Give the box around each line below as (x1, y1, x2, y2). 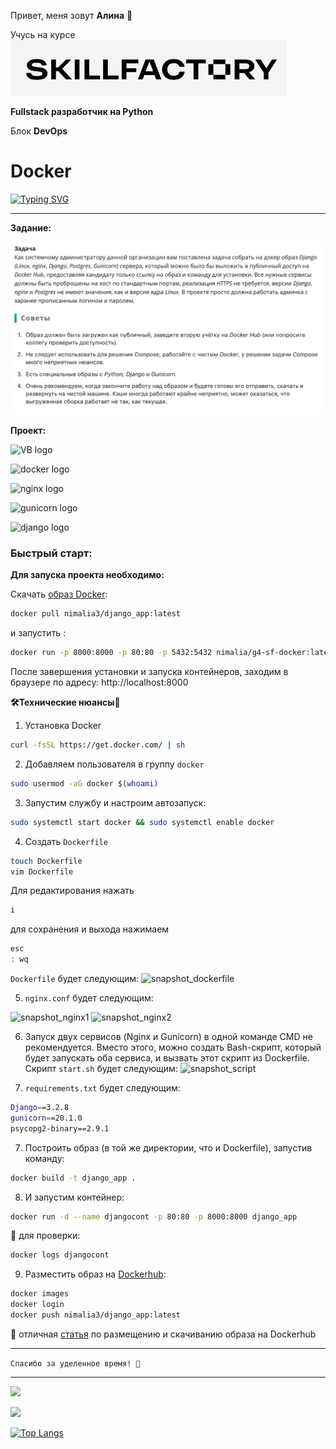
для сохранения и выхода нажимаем (10, 923, 170, 935)
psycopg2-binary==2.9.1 (10, 1123, 110, 1134)
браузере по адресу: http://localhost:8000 (10, 676, 189, 689)
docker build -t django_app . (10, 1173, 137, 1183)
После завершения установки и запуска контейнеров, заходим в (10, 666, 289, 678)
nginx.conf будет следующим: (24, 992, 154, 1004)
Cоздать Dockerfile (24, 835, 108, 847)
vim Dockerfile (10, 866, 74, 877)
